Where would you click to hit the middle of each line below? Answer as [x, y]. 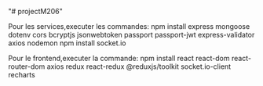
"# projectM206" [35, 11]
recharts [22, 75]
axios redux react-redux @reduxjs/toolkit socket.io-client [139, 66]
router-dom [27, 66]
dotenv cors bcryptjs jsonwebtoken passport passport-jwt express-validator [131, 35]
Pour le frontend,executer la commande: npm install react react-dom [119, 58]
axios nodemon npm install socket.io [67, 43]
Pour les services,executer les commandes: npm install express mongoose [129, 26]
